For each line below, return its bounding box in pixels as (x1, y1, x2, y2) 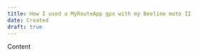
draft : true (7, 23, 42, 30)
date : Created (7, 17, 49, 24)
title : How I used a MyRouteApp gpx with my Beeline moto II (7, 10, 192, 17)
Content (7, 43, 31, 51)
